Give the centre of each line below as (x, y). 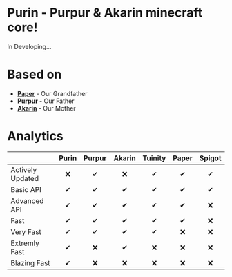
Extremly (25, 243)
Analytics (35, 136)
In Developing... (29, 46)
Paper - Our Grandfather (52, 93)
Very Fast (26, 231)
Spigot (210, 158)
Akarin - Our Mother (46, 108)
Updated (25, 178)
